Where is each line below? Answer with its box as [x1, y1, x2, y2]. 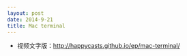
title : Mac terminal [7, 22, 66, 29]
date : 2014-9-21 [7, 16, 53, 23]
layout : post [7, 9, 44, 17]
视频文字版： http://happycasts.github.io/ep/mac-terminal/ [16, 42, 180, 50]
